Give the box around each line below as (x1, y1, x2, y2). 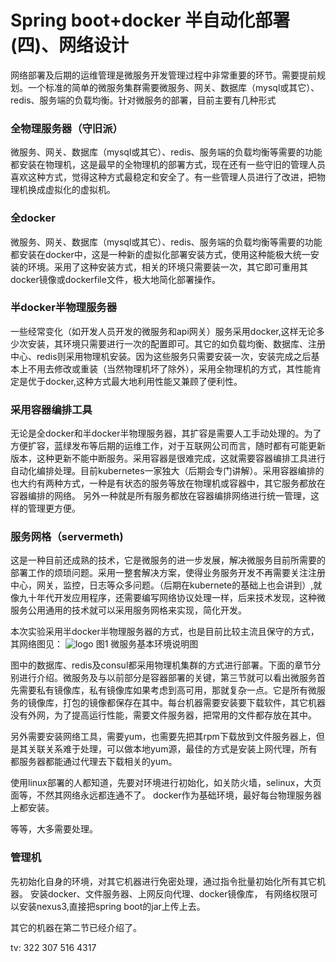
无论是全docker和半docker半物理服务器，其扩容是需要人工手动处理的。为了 (10, 427, 322, 440)
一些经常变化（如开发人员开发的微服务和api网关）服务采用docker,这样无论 (10, 325, 317, 337)
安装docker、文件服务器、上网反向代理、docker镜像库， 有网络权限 (29, 887, 310, 900)
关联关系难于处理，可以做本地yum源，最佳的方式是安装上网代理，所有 (27, 743, 318, 755)
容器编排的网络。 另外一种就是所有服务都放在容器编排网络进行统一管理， (10, 490, 311, 502)
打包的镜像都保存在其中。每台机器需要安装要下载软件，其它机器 (62, 697, 326, 709)
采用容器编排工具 (10, 402, 93, 416)
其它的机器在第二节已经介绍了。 (10, 921, 142, 933)
